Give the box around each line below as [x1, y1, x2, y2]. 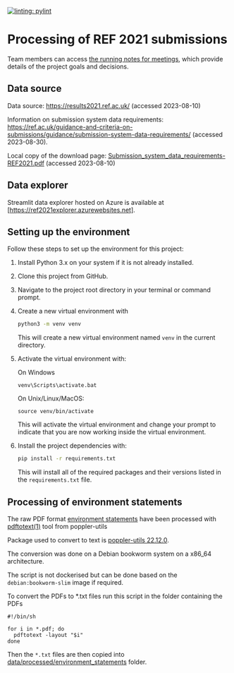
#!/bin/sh [7, 613, 37, 620]
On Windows [17, 368, 55, 377]
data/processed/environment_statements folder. [7, 657, 147, 666]
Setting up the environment [7, 226, 130, 238]
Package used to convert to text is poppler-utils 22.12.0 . [7, 535, 169, 544]
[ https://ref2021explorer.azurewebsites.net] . [7, 206, 135, 214]
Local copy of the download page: [7, 151, 107, 160]
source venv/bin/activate [17, 408, 94, 415]
